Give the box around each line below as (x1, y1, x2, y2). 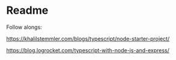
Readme (6, 4, 49, 17)
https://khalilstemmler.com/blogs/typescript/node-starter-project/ (6, 35, 170, 42)
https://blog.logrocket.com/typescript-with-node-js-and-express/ (6, 46, 170, 54)
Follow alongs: (6, 23, 42, 31)
